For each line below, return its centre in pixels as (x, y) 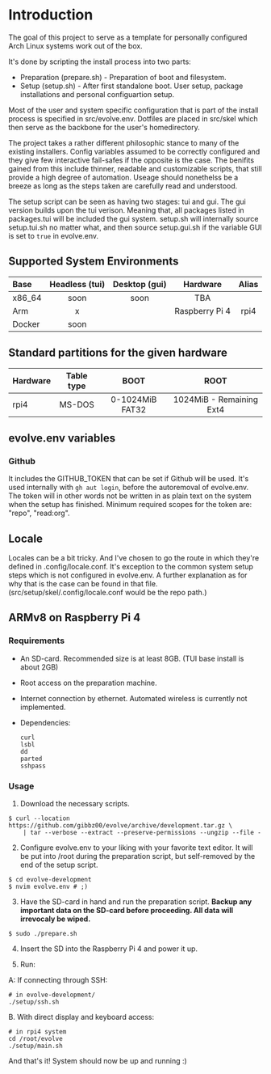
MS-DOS (77, 404)
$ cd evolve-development (50, 880)
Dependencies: (45, 722)
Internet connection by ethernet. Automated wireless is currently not (133, 698)
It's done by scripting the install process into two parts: (100, 61)
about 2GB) (39, 667)
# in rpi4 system (38, 1032)
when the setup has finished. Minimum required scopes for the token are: (130, 505)
